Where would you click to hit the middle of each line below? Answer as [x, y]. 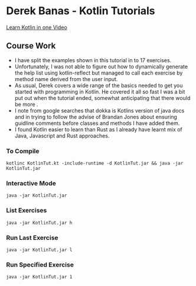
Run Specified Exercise [40, 265]
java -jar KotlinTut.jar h [39, 223]
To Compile [23, 151]
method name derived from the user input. [66, 79]
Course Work [31, 46]
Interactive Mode [31, 183]
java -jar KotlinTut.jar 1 [39, 277]
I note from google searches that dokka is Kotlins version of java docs [99, 110]
